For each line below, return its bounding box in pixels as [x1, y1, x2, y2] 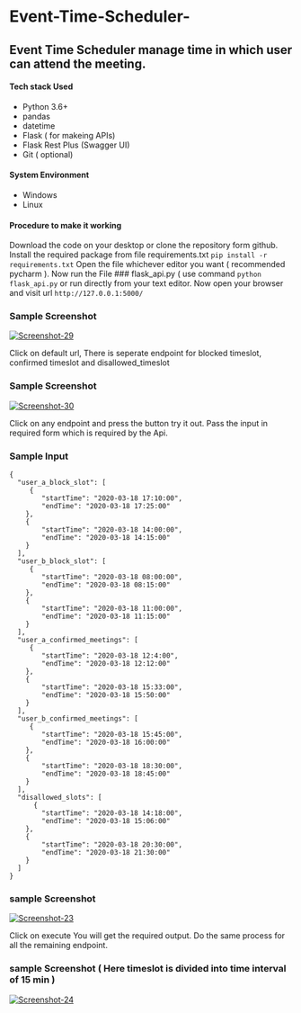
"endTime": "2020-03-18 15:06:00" [41, 817, 171, 826]
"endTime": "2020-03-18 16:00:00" [41, 738, 171, 748]
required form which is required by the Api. [9, 427, 168, 438]
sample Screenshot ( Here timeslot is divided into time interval [9, 963, 287, 975]
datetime [22, 120, 56, 131]
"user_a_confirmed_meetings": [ [17, 636, 139, 645]
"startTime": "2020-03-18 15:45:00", [41, 731, 182, 740]
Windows [22, 189, 58, 200]
